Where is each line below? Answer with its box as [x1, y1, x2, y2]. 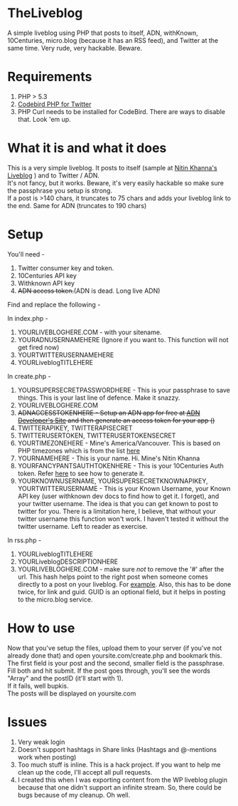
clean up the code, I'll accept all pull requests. [17, 768, 153, 776]
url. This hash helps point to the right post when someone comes [17, 572, 208, 581]
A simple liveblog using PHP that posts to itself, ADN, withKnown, [7, 29, 199, 37]
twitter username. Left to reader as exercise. [17, 522, 148, 530]
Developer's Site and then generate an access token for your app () [17, 415, 215, 425]
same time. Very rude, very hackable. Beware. [7, 43, 143, 52]
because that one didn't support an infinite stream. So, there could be [17, 782, 222, 792]
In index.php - [7, 314, 48, 322]
